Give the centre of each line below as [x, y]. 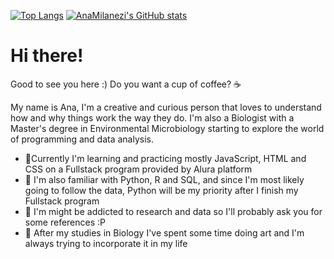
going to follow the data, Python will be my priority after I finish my [161, 190]
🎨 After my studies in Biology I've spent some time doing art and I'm [164, 232]
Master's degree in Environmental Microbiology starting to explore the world [167, 128]
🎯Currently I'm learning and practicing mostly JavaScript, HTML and [165, 158]
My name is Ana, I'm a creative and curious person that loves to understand [166, 107]
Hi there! [47, 56]
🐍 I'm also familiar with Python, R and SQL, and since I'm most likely [164, 179]
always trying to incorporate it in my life [106, 243]
